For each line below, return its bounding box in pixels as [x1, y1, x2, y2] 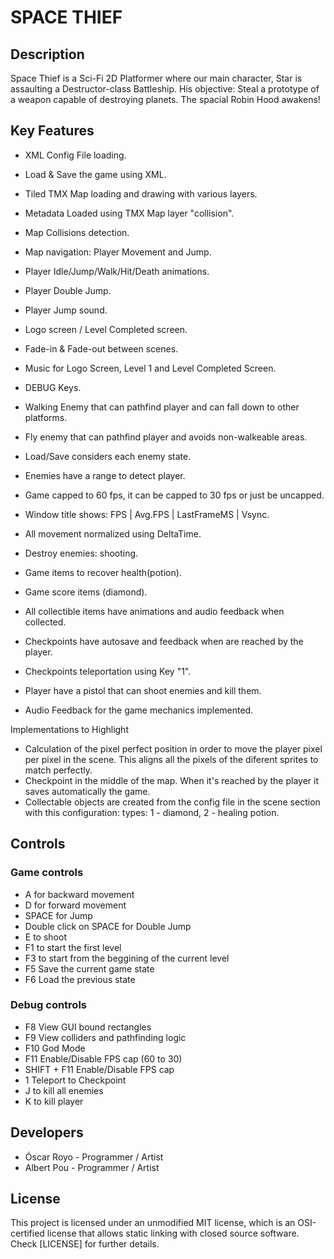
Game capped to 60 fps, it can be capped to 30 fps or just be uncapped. [24, 489, 325, 501]
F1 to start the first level [24, 941, 122, 953]
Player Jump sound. [24, 304, 108, 316]
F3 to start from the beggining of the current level [24, 952, 230, 964]
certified [10, 1227, 45, 1240]
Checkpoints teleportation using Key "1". [24, 665, 192, 677]
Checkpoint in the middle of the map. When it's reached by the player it [24, 774, 319, 786]
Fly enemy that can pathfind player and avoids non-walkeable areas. [24, 431, 308, 443]
